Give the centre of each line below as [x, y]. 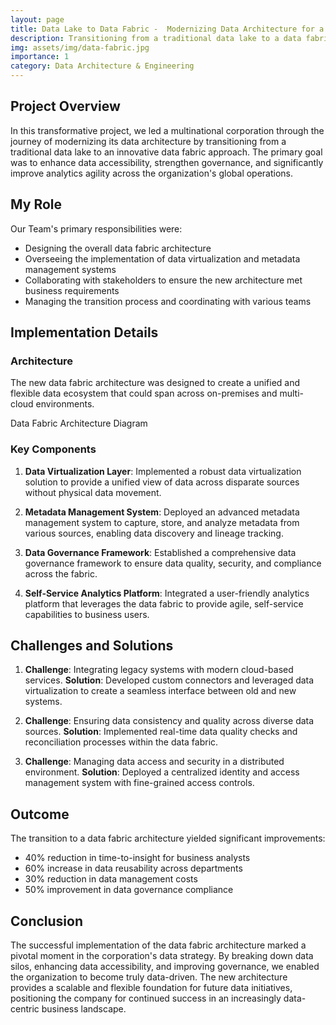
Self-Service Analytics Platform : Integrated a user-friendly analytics [167, 593]
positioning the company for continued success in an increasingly [146, 998]
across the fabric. [61, 573]
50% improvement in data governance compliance [129, 890]
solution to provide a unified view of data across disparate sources [162, 482]
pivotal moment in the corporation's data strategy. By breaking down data [162, 956]
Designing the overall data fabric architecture [118, 248]
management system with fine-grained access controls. [139, 783]
